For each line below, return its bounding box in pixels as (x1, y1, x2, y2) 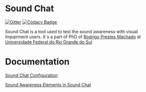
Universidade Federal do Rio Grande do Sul (5, 39, 92, 45)
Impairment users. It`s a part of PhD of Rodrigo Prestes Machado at (5, 34, 141, 40)
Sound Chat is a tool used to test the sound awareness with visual (5, 28, 138, 34)
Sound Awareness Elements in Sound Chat (5, 82, 92, 88)
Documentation (5, 56, 70, 68)
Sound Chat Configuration (5, 72, 58, 78)
